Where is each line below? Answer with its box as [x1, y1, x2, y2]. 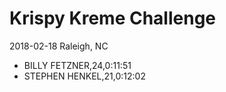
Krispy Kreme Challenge [9, 7, 217, 30]
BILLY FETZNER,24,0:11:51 [23, 59, 132, 71]
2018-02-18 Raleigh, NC [9, 40, 109, 52]
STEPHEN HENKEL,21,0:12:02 [23, 70, 146, 82]
